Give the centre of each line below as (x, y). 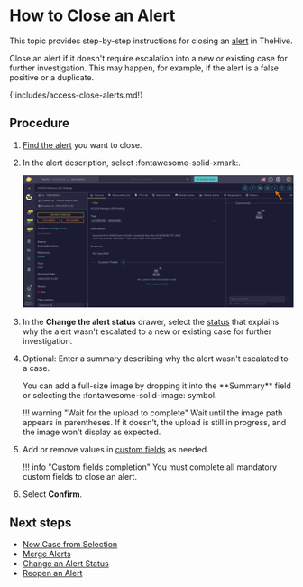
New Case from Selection (70, 545)
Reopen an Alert (52, 573)
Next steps (41, 522)
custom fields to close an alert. (80, 477)
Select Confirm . (52, 494)
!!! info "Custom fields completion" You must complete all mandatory (150, 467)
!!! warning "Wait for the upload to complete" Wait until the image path (152, 413)
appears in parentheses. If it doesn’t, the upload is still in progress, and (154, 423)
